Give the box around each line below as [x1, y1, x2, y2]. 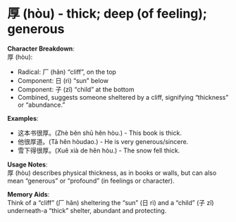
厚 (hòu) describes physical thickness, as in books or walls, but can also [7, 169, 217, 177]
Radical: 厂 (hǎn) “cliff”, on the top [17, 67, 116, 76]
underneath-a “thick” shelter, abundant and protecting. [7, 206, 167, 214]
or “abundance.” [17, 100, 66, 109]
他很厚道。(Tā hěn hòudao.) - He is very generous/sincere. [17, 137, 189, 145]
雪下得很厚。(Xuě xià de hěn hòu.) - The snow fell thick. [17, 146, 180, 155]
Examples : [7, 114, 39, 122]
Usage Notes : [7, 160, 48, 169]
